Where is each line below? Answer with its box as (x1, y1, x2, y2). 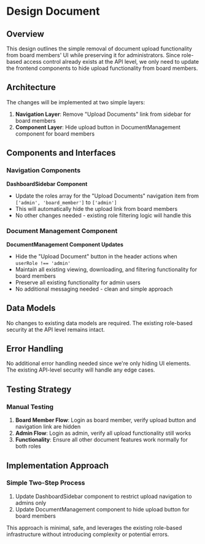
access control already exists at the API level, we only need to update (23, 58, 199, 65)
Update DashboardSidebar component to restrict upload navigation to (15, 492, 192, 500)
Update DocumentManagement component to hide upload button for (15, 505, 190, 513)
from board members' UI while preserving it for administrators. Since (6, 52, 180, 59)
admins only (15, 499, 47, 507)
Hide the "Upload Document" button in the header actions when (15, 253, 177, 260)
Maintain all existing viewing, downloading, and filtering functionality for (15, 266, 198, 273)
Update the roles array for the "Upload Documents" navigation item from (15, 192, 199, 199)
